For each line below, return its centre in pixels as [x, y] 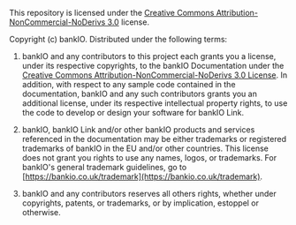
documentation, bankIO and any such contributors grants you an [140, 94]
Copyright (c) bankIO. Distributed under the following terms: [118, 39]
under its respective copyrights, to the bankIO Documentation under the [153, 66]
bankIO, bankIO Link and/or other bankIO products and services [138, 130]
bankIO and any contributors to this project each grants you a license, [149, 56]
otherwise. [42, 212]
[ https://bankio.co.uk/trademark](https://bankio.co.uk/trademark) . [142, 176]
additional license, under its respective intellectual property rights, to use [155, 103]
